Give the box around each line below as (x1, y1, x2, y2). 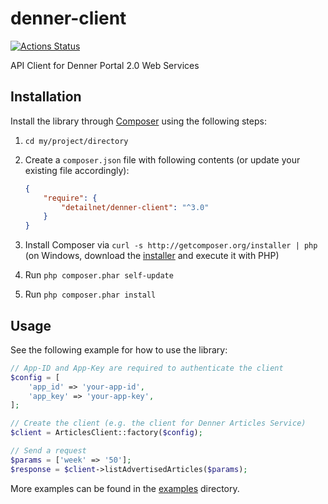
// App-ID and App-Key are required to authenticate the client (10, 363, 284, 373)
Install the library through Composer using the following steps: (10, 115, 267, 127)
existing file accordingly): (24, 164, 130, 176)
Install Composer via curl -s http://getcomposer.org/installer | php (24, 239, 318, 251)
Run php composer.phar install (24, 288, 157, 301)
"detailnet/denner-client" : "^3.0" (61, 202, 210, 212)
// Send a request (10, 446, 87, 456)
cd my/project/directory (24, 136, 129, 146)
